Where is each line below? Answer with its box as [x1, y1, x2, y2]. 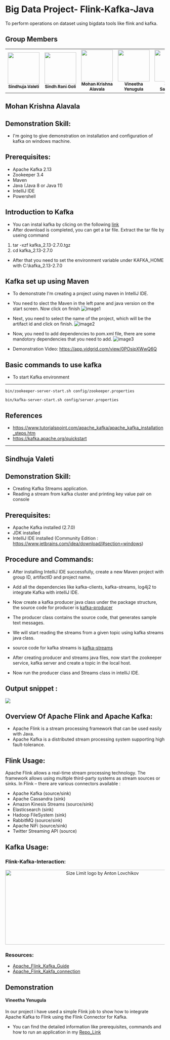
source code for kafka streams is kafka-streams [12, 644, 113, 650]
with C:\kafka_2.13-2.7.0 [12, 262, 63, 268]
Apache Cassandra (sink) [12, 796, 66, 802]
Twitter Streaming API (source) [12, 828, 77, 834]
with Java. [12, 731, 34, 737]
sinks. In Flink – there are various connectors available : [5, 781, 121, 787]
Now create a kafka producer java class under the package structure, [12, 599, 158, 605]
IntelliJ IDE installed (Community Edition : [12, 535, 99, 542]
